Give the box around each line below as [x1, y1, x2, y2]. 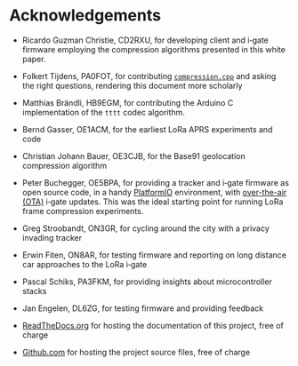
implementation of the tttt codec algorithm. [21, 107, 185, 117]
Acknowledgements [9, 5, 162, 26]
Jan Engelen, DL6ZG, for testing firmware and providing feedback [21, 303, 264, 314]
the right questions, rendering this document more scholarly [21, 80, 243, 91]
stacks [21, 285, 47, 296]
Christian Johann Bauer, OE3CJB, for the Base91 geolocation [21, 150, 246, 161]
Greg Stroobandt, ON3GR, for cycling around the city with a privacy [21, 223, 270, 234]
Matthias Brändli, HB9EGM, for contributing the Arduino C [21, 97, 234, 107]
